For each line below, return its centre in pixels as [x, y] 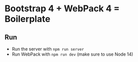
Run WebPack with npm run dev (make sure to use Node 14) [72, 54]
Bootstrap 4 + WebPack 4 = [62, 9]
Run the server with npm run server [48, 49]
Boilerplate [27, 19]
